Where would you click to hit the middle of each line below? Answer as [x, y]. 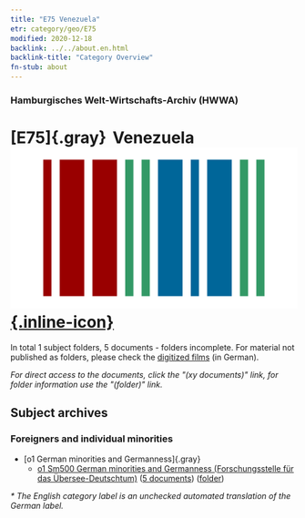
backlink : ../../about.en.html [70, 48]
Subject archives [59, 413]
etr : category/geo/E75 [53, 29]
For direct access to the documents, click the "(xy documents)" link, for [144, 374]
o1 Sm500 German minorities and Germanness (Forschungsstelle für [165, 468]
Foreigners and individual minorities [92, 439]
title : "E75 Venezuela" [56, 19]
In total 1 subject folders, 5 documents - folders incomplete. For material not [152, 347]
